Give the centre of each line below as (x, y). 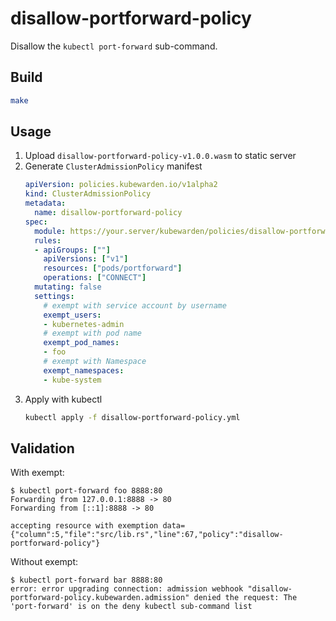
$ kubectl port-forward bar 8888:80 (86, 580)
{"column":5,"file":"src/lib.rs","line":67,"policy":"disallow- (147, 535)
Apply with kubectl (63, 399)
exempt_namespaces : (84, 370)
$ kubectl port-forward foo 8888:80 (86, 491)
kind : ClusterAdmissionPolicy (88, 194)
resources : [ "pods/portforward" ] (113, 268)
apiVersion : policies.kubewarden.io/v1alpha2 (121, 185)
